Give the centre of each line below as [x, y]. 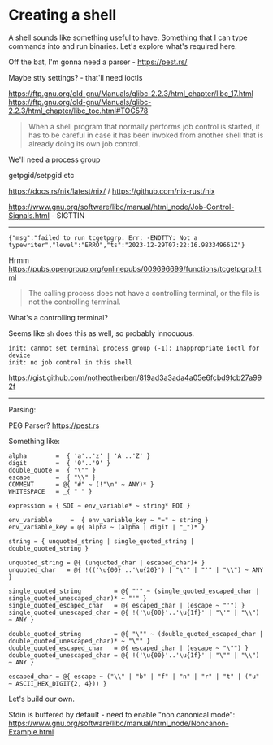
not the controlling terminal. [74, 302]
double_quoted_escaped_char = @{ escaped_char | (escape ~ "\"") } [129, 648]
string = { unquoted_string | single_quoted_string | [102, 541]
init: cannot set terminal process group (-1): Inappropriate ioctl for [134, 348]
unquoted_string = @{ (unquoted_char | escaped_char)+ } [107, 563]
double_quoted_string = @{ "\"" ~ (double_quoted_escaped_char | [136, 634]
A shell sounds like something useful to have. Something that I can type [128, 37]
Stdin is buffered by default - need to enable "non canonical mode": [122, 714]
